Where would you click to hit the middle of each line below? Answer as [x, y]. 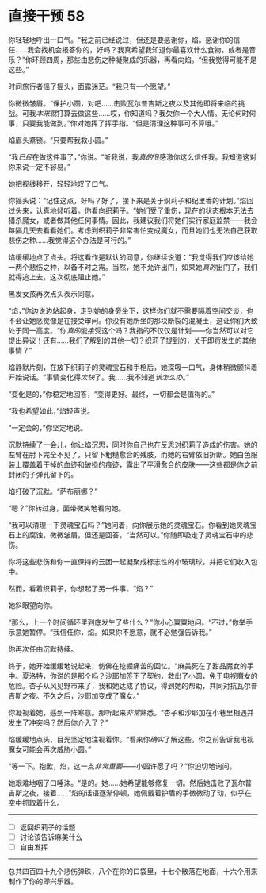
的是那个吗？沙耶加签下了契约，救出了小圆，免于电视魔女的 [160, 676]
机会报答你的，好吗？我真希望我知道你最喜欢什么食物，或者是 [148, 49]
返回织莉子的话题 [47, 827]
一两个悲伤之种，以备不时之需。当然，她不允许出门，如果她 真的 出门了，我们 [133, 267]
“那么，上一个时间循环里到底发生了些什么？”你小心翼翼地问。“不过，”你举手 [131, 622]
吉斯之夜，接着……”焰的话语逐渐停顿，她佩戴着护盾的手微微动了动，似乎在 [130, 793]
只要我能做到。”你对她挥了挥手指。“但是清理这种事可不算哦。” [120, 123]
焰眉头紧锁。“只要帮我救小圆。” [58, 140]
